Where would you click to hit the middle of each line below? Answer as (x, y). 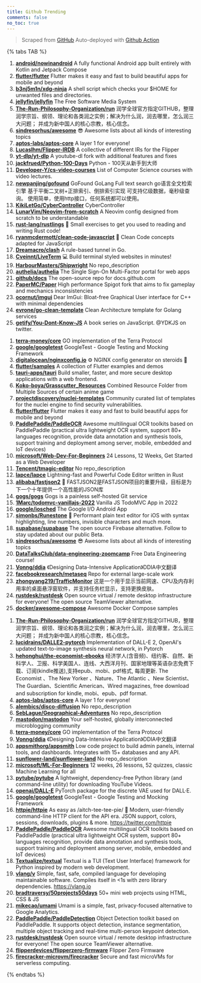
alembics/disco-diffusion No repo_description (74, 707)
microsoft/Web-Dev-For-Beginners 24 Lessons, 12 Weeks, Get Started (104, 456)
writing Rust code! (38, 231)
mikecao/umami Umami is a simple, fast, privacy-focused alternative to (104, 905)
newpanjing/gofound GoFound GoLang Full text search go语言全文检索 (104, 183)
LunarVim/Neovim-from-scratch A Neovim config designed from (97, 212)
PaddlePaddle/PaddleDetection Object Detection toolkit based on (97, 918)
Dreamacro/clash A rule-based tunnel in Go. (71, 250)
